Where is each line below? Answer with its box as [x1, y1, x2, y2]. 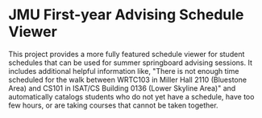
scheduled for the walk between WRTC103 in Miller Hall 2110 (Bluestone [8, 75, 247, 84]
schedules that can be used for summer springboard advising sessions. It [8, 58, 252, 67]
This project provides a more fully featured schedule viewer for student [8, 49, 245, 59]
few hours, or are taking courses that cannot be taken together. [8, 100, 219, 110]
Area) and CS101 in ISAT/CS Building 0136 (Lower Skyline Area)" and [8, 83, 236, 93]
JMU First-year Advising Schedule [8, 6, 244, 24]
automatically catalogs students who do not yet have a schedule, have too [8, 92, 255, 101]
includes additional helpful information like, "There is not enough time [8, 66, 239, 75]
